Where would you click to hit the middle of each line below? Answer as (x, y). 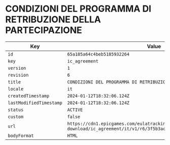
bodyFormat (21, 135)
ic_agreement (83, 61)
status (16, 110)
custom (16, 116)
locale (16, 89)
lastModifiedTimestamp (35, 103)
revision (18, 75)
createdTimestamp (29, 96)
